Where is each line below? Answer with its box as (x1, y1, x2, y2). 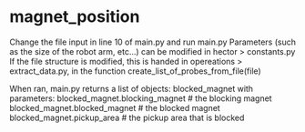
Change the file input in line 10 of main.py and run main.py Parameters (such (9, 36, 296, 47)
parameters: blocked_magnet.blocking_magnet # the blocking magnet (9, 93, 272, 104)
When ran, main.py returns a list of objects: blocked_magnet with (9, 83, 253, 94)
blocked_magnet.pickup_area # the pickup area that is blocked (9, 112, 245, 123)
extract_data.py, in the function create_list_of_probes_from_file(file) (9, 66, 261, 76)
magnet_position (9, 6, 140, 27)
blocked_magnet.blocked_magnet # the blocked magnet (9, 102, 220, 113)
